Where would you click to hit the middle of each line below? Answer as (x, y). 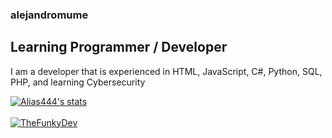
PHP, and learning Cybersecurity (78, 82)
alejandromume (49, 15)
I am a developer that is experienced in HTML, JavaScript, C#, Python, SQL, (166, 71)
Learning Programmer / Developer (119, 47)
